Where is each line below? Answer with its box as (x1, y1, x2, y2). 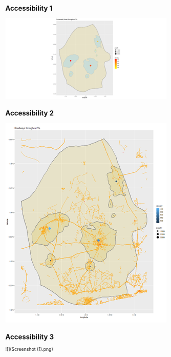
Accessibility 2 (5, 109, 54, 117)
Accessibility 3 (5, 332, 54, 341)
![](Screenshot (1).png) (5, 346, 54, 352)
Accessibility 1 (5, 4, 53, 13)
